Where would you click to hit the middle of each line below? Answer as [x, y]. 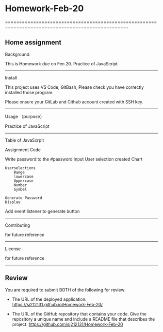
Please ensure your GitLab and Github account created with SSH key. [74, 102]
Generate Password [24, 198]
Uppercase [24, 181]
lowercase [24, 176]
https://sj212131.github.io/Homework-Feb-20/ [57, 304]
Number [20, 185]
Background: [18, 54]
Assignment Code [23, 150]
